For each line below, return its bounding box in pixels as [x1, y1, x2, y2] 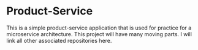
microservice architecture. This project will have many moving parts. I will [6, 30, 192, 37]
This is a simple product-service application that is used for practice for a [6, 24, 192, 31]
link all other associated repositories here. [6, 37, 112, 44]
